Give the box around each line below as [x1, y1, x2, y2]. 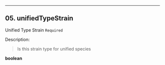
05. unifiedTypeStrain [5, 14, 74, 22]
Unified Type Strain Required [5, 27, 63, 33]
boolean [5, 55, 23, 61]
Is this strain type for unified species [17, 46, 91, 51]
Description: [5, 36, 30, 42]
